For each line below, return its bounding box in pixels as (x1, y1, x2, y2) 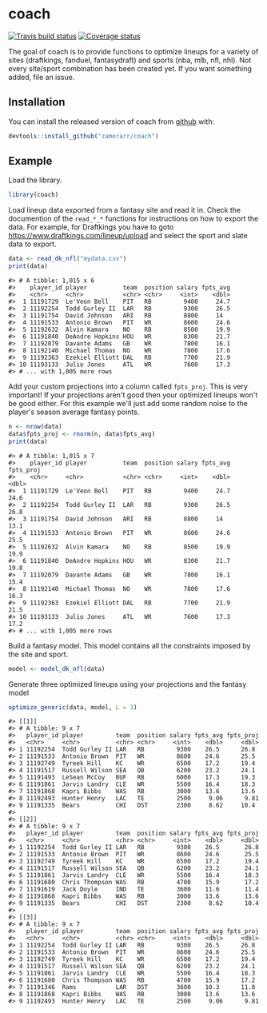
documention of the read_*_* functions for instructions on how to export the (8, 213, 259, 224)
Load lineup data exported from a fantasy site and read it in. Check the (8, 205, 241, 215)
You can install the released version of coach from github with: (8, 117, 215, 126)
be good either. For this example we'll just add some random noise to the (8, 399, 248, 409)
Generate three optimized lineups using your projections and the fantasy (8, 679, 247, 688)
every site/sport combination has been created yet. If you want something (8, 63, 252, 73)
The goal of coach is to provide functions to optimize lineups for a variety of (8, 46, 259, 56)
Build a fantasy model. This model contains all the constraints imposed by (8, 640, 251, 650)
